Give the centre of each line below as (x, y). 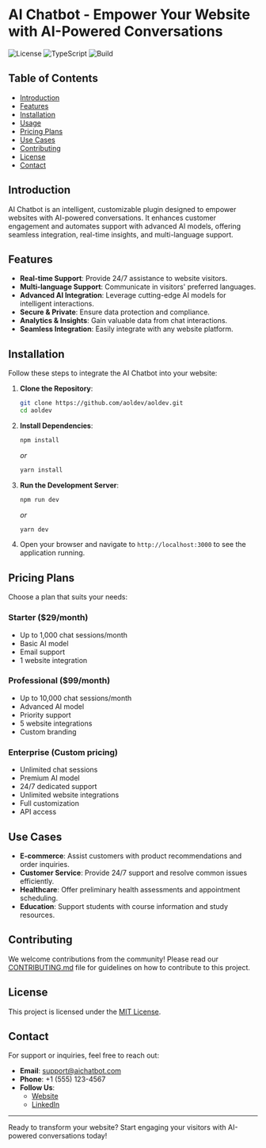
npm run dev (39, 499)
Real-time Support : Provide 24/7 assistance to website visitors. (123, 279)
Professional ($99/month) (59, 680)
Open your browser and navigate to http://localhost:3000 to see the (133, 545)
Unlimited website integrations (69, 795)
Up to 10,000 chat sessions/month (76, 698)
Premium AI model (50, 778)
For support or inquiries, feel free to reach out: (84, 1056)
